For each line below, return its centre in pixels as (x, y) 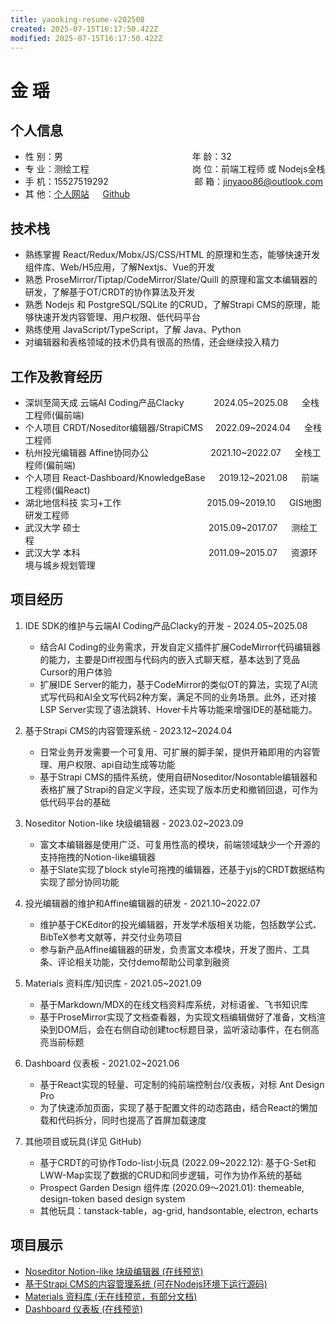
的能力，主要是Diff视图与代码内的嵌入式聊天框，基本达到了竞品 (169, 659)
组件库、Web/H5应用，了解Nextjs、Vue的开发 (120, 267)
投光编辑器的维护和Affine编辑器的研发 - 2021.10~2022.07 (142, 903)
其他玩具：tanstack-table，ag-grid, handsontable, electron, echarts (179, 1210)
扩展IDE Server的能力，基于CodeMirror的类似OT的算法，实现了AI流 (178, 684)
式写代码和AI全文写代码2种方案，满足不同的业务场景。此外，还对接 (178, 697)
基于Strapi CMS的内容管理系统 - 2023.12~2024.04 (128, 730)
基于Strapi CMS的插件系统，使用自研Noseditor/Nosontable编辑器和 (178, 777)
